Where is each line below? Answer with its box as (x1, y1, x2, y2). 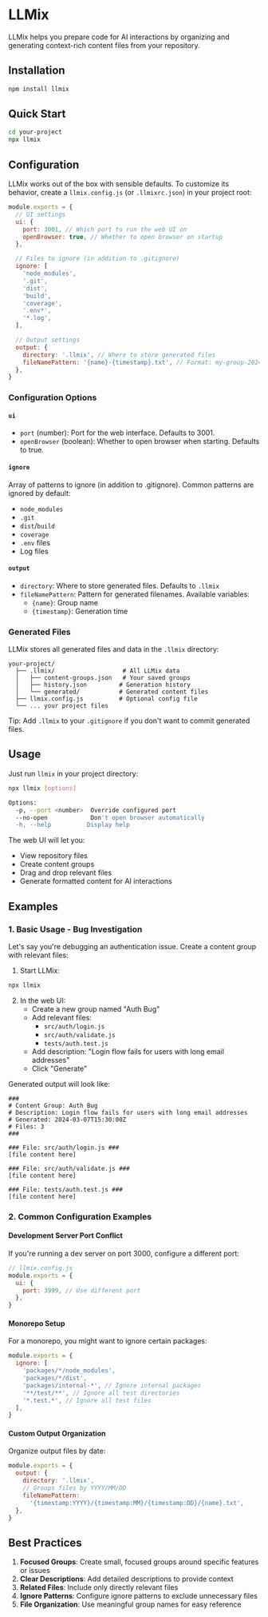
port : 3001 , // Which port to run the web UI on (22, 226, 187, 234)
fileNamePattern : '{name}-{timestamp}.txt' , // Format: (22, 358, 213, 366)
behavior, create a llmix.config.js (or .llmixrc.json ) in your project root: (8, 188, 252, 197)
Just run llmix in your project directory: (8, 769, 139, 778)
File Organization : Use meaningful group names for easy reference (19, 1599, 242, 1609)
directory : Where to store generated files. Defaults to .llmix (19, 581, 220, 590)
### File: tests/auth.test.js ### (8, 1185, 124, 1193)
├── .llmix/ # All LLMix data (15, 667, 180, 675)
